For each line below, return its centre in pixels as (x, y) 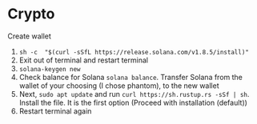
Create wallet (29, 36)
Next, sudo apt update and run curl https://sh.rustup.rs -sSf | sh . (134, 94)
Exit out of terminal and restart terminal (84, 60)
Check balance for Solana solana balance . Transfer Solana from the (131, 77)
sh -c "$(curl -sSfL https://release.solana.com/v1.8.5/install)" (134, 52)
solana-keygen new (50, 69)
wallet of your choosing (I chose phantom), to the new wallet (119, 86)
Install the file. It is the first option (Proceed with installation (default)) (133, 102)
